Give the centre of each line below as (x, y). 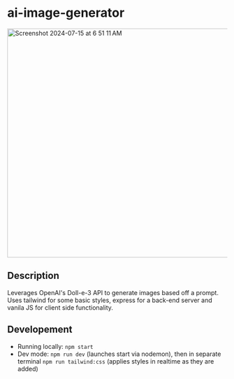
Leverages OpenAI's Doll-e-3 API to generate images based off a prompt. (113, 292)
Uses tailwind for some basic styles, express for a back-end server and (110, 300)
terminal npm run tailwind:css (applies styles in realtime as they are (116, 361)
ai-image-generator (66, 13)
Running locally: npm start (55, 346)
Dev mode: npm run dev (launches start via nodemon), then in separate (119, 354)
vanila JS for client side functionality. (60, 307)
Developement (40, 330)
